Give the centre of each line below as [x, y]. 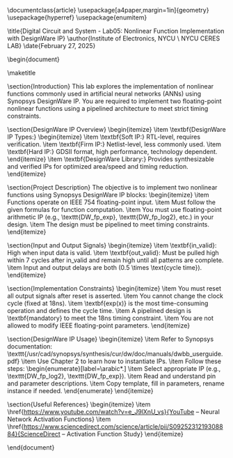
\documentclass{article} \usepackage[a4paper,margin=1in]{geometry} [108, 10]
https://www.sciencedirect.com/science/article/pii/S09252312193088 [123, 427]
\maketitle [22, 73]
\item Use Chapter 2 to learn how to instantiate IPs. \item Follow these [121, 361]
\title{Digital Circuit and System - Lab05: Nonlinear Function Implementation [116, 31]
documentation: [30, 346]
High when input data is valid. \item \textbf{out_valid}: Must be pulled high [113, 253]
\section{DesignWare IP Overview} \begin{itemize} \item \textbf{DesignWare [116, 129]
